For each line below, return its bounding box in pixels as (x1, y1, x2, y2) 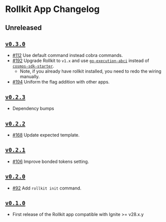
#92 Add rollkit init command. (12, 185, 82, 191)
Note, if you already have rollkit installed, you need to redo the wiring (19, 68, 162, 74)
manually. (19, 73, 40, 79)
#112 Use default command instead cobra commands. (12, 52, 123, 58)
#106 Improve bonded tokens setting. (12, 158, 89, 164)
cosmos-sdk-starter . (12, 63, 54, 69)
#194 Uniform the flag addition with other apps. (12, 79, 110, 85)
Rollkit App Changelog (5, 3, 100, 15)
